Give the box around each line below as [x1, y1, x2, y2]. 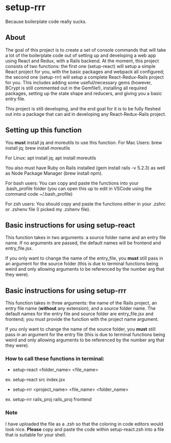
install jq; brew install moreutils [5, 145, 70, 151]
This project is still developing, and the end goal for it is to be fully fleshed [5, 105, 161, 111]
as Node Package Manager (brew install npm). [5, 170, 103, 176]
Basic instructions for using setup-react [5, 221, 135, 229]
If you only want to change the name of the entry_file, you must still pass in [5, 255, 163, 262]
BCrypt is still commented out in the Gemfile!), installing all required [5, 85, 147, 91]
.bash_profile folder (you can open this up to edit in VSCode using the [5, 185, 152, 192]
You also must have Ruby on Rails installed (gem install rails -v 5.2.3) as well [5, 165, 165, 171]
